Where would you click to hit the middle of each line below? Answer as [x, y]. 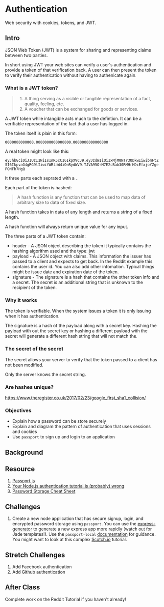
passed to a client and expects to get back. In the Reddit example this [82, 261]
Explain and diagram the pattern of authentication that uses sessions [81, 427]
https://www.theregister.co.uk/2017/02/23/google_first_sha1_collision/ [75, 398]
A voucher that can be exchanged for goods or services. [81, 109]
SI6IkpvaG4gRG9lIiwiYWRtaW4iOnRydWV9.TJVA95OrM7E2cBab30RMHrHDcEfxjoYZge [82, 165]
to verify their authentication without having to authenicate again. [71, 75]
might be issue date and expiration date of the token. [65, 272]
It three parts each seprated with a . [42, 178]
